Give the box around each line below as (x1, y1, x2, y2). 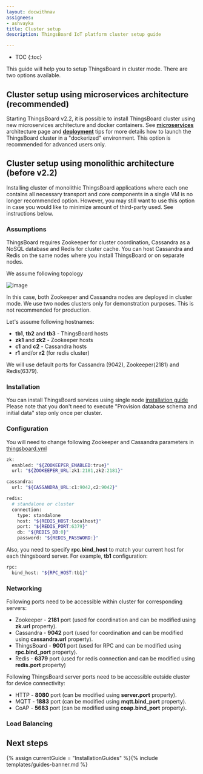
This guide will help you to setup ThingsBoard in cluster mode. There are (6, 65, 188, 73)
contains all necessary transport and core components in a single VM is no (6, 190, 193, 197)
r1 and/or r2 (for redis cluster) (15, 349, 90, 357)
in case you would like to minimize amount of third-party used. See (6, 203, 174, 210)
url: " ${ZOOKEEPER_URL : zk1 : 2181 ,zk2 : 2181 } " (12, 468, 123, 474)
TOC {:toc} (15, 53, 42, 61)
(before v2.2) (6, 168, 58, 178)
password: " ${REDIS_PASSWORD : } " (17, 535, 99, 541)
